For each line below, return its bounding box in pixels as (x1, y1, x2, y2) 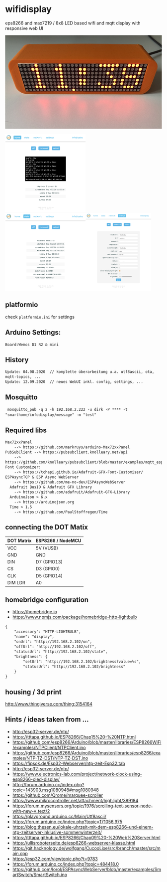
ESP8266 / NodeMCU (35, 537, 82, 544)
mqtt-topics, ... (5, 374, 41, 379)
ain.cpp (12, 850, 28, 856)
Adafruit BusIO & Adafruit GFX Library (9, 485, 92, 490)
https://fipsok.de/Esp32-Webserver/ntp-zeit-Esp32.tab (12, 760, 125, 766)
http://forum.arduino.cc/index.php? (12, 781, 84, 787)
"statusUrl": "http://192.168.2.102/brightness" (23, 664, 126, 669)
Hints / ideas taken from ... (5, 715, 89, 724)
